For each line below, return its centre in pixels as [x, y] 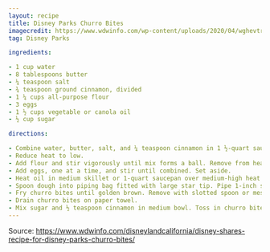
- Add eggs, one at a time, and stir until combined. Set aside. [120, 171]
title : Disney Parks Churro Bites [66, 23]
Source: [21, 230]
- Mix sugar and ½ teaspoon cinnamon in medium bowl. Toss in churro [127, 208]
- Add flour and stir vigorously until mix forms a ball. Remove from [129, 163]
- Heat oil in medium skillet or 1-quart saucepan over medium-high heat [135, 178]
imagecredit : [30, 30]
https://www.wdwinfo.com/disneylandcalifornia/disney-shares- [140, 230]
